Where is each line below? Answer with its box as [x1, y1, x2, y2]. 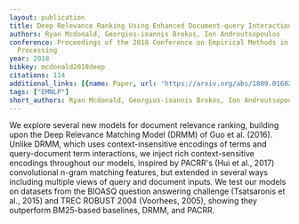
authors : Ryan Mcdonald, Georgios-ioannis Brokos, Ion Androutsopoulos [9, 29, 280, 38]
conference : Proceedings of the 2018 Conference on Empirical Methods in [9, 37, 289, 47]
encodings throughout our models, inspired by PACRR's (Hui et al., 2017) [9, 157, 275, 169]
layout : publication [9, 12, 86, 22]
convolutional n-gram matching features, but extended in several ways [9, 167, 269, 178]
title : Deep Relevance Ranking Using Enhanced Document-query [9, 21, 245, 30]
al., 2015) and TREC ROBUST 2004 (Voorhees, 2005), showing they [9, 196, 258, 206]
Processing [17, 46, 58, 55]
